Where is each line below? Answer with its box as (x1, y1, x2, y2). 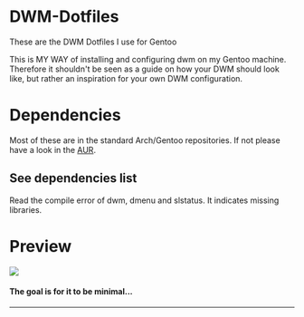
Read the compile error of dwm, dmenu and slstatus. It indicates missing (9, 195, 280, 206)
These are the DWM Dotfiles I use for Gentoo (9, 36, 177, 47)
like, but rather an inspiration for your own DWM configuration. (9, 72, 242, 83)
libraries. (9, 204, 43, 215)
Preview (9, 235, 72, 256)
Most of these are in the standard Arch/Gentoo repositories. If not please (9, 134, 280, 146)
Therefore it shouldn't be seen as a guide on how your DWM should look (9, 63, 280, 74)
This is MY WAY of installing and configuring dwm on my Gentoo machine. (9, 53, 287, 64)
